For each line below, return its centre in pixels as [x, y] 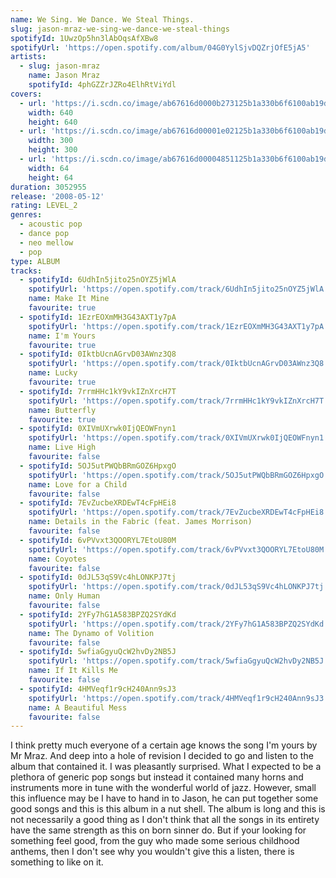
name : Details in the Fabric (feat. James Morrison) [140, 522]
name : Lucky [53, 373]
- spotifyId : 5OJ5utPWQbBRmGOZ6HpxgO [98, 466]
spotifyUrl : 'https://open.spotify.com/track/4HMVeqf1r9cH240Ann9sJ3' [178, 698]
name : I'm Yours [62, 336]
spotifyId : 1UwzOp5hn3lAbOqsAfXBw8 [84, 38]
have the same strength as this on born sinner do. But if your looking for [158, 830]
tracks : [26, 271]
